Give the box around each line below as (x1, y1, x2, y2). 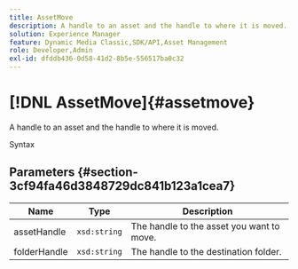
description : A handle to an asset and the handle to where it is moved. (9, 21, 288, 30)
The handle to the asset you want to (130, 219, 280, 232)
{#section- (76, 165, 139, 180)
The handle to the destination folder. (130, 245, 282, 257)
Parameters (9, 165, 75, 180)
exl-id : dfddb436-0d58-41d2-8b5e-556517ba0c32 (9, 54, 184, 63)
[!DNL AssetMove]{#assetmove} (9, 92, 255, 113)
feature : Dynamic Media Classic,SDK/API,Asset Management (9, 37, 228, 47)
